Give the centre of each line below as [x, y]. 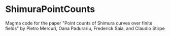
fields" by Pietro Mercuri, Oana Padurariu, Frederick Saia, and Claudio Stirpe [85, 28]
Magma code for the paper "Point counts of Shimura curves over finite [79, 23]
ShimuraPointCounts [50, 9]
